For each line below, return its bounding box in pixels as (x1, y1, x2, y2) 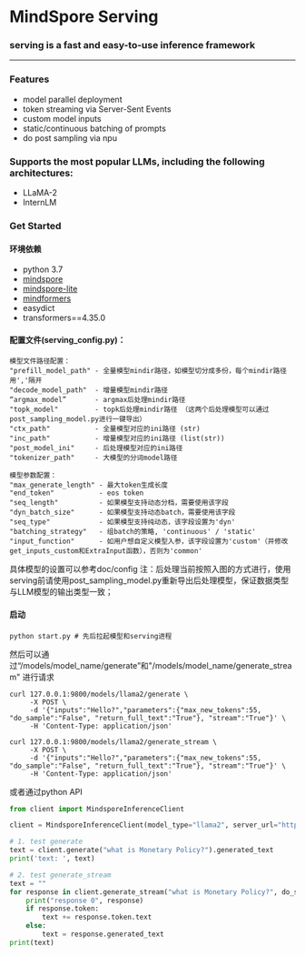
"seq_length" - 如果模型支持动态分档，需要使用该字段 (9, 498, 229, 508)
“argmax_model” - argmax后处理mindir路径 (9, 396, 186, 405)
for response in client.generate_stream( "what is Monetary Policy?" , (9, 887, 279, 897)
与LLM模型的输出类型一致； (9, 587, 113, 598)
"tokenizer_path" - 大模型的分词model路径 (9, 453, 178, 463)
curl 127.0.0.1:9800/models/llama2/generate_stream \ (9, 737, 218, 747)
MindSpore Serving (9, 6, 159, 27)
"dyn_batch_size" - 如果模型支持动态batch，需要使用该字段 (9, 508, 236, 518)
